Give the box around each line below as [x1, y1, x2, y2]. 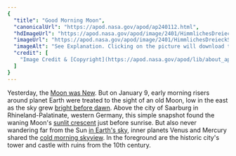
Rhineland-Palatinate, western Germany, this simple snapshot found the [7, 110, 215, 119]
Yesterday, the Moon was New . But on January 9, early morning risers [7, 89, 210, 97]
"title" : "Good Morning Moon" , [13, 17, 105, 24]
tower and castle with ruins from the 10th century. [7, 141, 151, 149]
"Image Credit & [20, 56, 68, 63]
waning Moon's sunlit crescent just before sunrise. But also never [7, 118, 197, 126]
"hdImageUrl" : [13, 30, 55, 37]
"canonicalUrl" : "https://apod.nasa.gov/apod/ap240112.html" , [13, 23, 199, 30]
